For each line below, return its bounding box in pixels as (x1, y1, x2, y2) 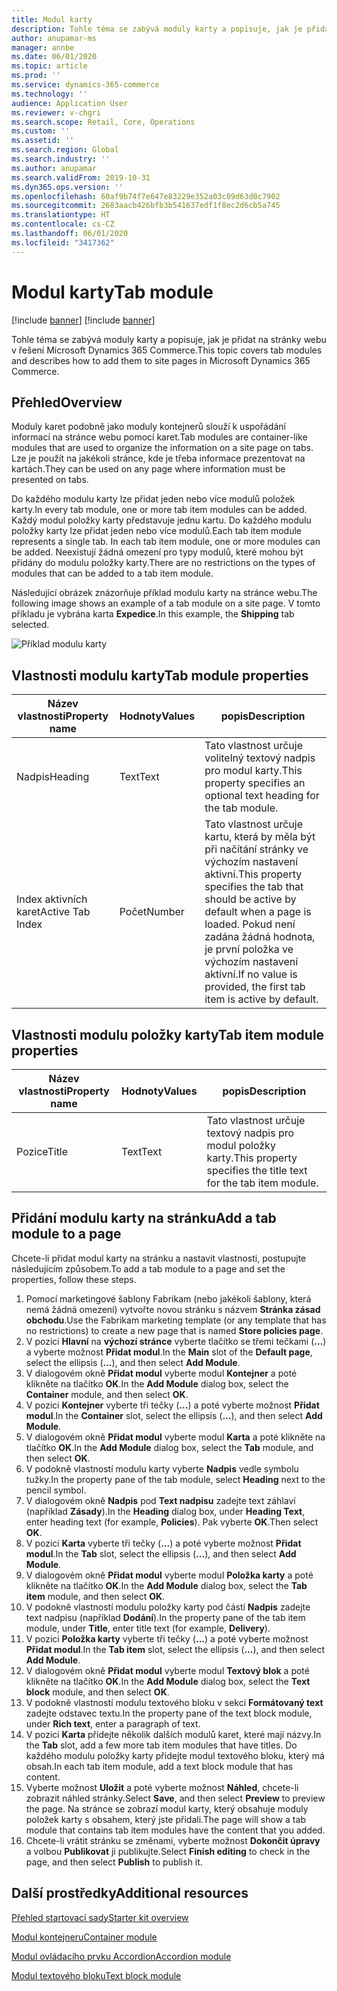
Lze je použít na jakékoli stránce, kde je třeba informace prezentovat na (11, 452, 306, 465)
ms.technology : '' (11, 89, 88, 99)
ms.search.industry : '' (11, 154, 111, 164)
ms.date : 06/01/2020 (11, 52, 98, 62)
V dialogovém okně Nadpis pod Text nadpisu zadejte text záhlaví (25, 1494, 296, 1506)
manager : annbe (11, 42, 75, 53)
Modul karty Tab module (11, 281, 214, 303)
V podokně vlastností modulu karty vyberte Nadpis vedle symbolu (25, 1462, 299, 1475)
